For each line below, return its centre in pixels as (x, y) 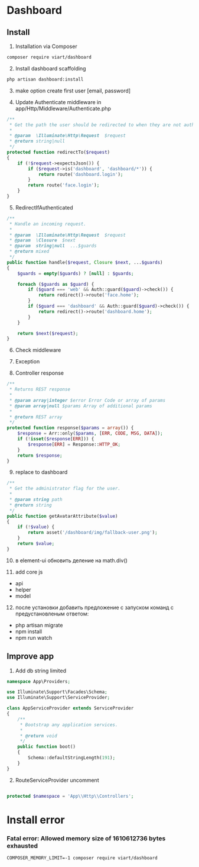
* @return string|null (37, 141)
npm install (29, 631)
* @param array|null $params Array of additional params (81, 406)
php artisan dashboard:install (45, 79)
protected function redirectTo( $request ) (58, 152)
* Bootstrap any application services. (69, 725)
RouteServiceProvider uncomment (57, 780)
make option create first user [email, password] (73, 91)
